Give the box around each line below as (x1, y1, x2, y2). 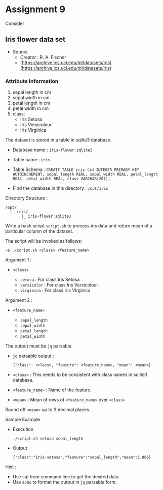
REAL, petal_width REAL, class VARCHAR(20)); (12, 177, 110, 182)
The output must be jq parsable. (5, 343, 73, 349)
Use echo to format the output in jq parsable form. (12, 479, 117, 485)
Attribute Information (5, 77, 59, 84)
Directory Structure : (5, 195, 48, 201)
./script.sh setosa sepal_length (12, 436, 84, 441)
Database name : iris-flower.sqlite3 (12, 147, 93, 153)
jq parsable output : (12, 353, 54, 359)
